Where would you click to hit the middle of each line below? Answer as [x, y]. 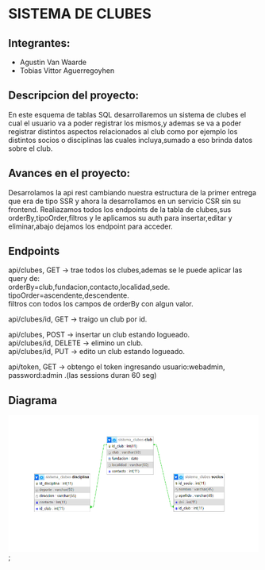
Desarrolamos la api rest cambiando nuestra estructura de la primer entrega [132, 192]
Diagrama [33, 401]
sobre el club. [31, 148]
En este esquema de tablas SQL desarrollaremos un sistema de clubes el [127, 114]
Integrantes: [39, 43]
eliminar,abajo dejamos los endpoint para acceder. [90, 226]
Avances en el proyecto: [69, 173]
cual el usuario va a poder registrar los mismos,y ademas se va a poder [125, 123]
